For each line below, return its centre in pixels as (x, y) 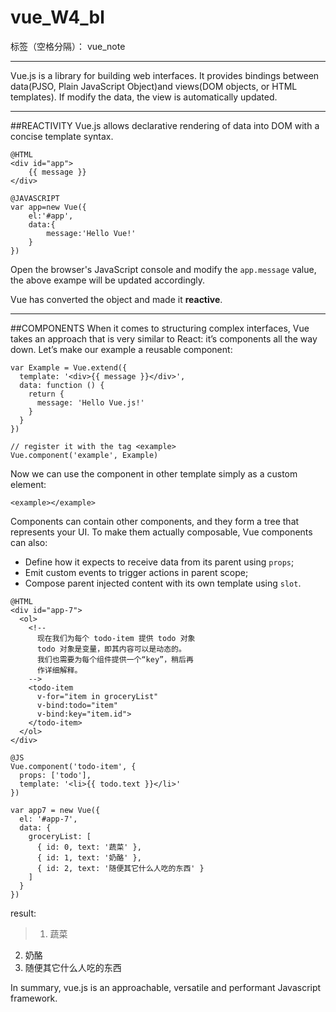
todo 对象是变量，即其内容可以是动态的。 (111, 649)
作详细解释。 (59, 670)
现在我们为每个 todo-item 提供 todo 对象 (116, 638)
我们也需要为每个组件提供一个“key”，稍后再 (115, 659)
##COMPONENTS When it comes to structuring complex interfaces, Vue (160, 328)
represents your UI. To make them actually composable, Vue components (161, 532)
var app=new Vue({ (48, 207)
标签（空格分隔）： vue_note (68, 46)
